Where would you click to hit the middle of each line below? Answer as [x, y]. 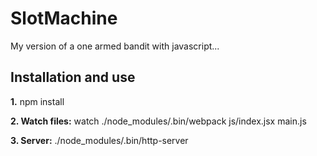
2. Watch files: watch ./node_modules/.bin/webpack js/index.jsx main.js [158, 121]
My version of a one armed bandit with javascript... [115, 46]
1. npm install [37, 101]
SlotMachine [64, 18]
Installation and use [73, 77]
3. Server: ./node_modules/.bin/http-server [99, 140]
